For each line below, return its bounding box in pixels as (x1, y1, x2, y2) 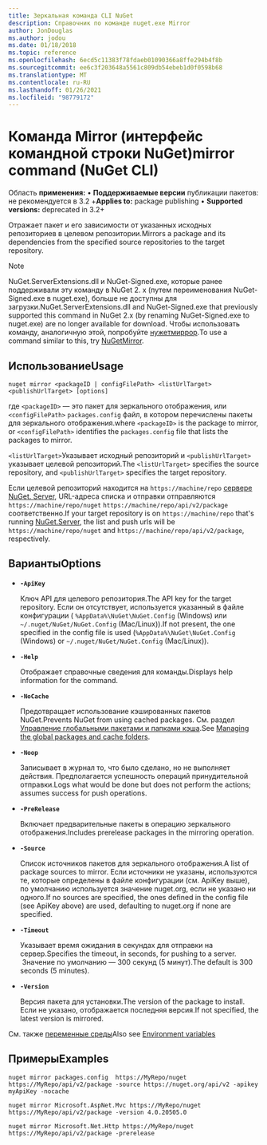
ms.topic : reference (8, 49, 77, 57)
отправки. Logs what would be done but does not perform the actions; (19, 780, 251, 789)
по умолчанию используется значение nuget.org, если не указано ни (19, 883, 257, 894)
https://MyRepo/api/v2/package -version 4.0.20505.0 (8, 1108, 187, 1116)
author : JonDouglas (8, 26, 73, 34)
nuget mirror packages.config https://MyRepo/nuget (8, 1073, 187, 1081)
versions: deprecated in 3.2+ (8, 205, 105, 215)
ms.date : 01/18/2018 (8, 41, 77, 49)
